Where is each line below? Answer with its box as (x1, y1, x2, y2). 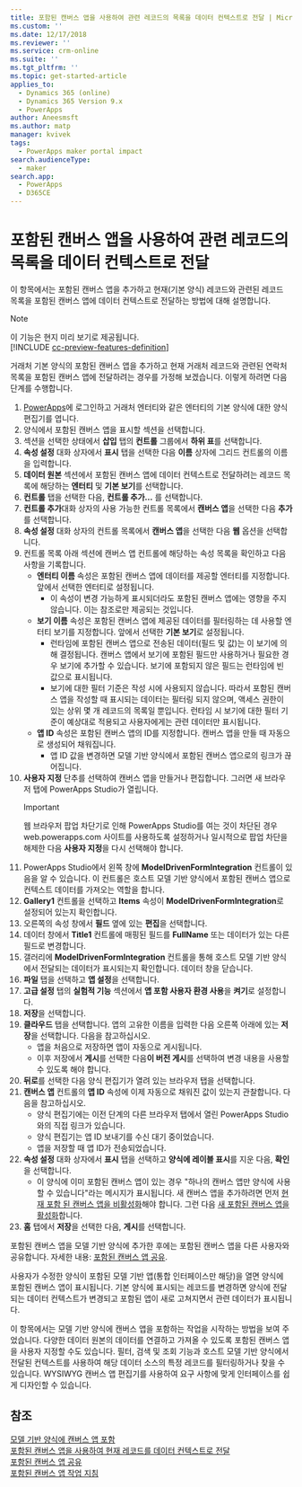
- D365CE (18, 189, 51, 198)
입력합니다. (32, 457, 73, 468)
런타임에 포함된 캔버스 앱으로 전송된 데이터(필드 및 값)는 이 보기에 (49, 637, 279, 648)
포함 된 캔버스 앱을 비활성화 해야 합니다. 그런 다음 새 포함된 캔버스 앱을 (46, 1199, 290, 1209)
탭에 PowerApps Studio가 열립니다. (32, 783, 160, 794)
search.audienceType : (10, 155, 91, 164)
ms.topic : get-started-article (10, 72, 127, 81)
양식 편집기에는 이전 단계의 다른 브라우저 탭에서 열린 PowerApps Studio (36, 1109, 289, 1120)
